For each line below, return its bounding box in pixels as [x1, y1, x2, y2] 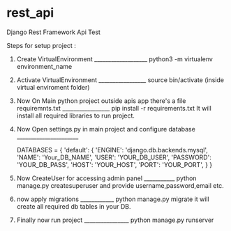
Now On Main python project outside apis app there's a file [16, 96, 186, 105]
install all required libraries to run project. [16, 111, 135, 120]
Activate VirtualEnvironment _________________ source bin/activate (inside [16, 75, 225, 84]
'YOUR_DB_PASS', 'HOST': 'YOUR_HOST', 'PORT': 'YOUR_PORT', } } [16, 160, 213, 168]
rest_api [6, 5, 54, 21]
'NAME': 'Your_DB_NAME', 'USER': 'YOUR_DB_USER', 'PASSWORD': [16, 153, 212, 161]
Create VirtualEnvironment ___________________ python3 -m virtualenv [16, 54, 214, 63]
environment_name [16, 62, 73, 70]
